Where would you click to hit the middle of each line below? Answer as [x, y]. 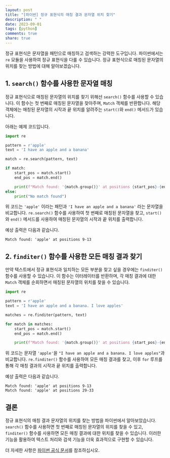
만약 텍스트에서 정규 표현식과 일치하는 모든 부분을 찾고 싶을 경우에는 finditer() [84, 270]
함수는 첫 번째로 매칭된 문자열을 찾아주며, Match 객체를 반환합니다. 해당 [91, 103]
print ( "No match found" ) [40, 196]
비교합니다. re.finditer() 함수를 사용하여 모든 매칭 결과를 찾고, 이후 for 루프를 [84, 359]
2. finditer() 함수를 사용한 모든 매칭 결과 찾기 [74, 256]
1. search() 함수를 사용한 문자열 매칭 [59, 83]
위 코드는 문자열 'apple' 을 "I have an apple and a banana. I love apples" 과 [85, 353]
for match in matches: [29, 324]
